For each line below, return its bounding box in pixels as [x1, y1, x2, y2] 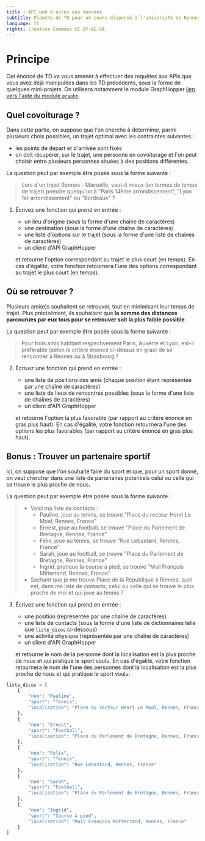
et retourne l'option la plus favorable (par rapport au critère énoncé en [15, 414, 192, 421]
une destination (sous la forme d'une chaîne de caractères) [24, 225, 174, 231]
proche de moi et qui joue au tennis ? [30, 589, 124, 596]
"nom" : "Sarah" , [28, 779, 70, 785]
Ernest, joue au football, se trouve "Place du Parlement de [39, 524, 185, 531]
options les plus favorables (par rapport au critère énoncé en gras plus [15, 427, 193, 435]
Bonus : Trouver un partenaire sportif [6, 451, 151, 462]
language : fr [6, 20, 40, 26]
